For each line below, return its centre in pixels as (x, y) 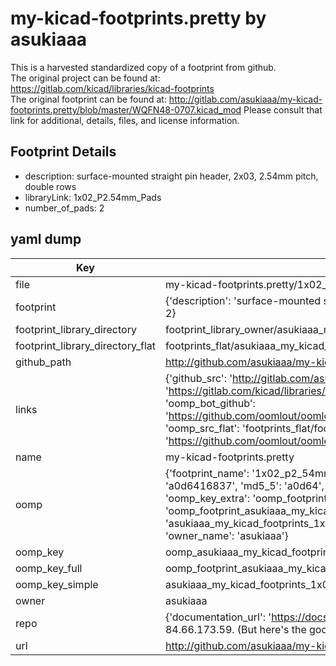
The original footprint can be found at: (88, 99)
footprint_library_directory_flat (85, 345)
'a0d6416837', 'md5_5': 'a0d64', (244, 485)
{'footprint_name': (207, 473)
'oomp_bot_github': (210, 403)
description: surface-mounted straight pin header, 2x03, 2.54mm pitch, (171, 176)
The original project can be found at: (85, 78)
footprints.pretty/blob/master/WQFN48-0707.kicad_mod (126, 109)
